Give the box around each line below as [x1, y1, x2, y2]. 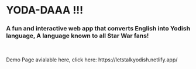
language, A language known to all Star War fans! [6, 32, 149, 40]
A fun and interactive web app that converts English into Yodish [6, 25, 191, 33]
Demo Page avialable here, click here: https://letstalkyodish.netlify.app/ [6, 56, 178, 63]
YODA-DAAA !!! [6, 4, 84, 17]
